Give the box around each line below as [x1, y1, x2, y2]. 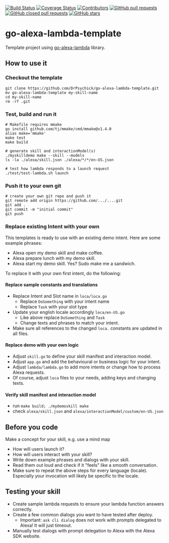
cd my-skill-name [5, 94, 42, 99]
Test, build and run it [5, 111, 57, 118]
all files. [12, 331, 29, 337]
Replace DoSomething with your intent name [20, 298, 109, 304]
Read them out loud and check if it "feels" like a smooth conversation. [12, 462, 158, 468]
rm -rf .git [5, 99, 30, 104]
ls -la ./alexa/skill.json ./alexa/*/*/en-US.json [5, 157, 114, 162]
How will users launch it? [12, 446, 65, 452]
